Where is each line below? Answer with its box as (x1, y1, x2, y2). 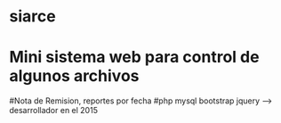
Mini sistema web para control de (9, 47, 260, 68)
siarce (9, 6, 56, 27)
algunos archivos (9, 66, 140, 86)
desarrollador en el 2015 (9, 105, 98, 116)
